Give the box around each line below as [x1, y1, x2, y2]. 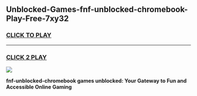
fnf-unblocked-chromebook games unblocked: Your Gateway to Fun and [6, 77, 187, 84]
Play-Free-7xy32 [6, 14, 69, 24]
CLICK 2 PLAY [6, 53, 47, 61]
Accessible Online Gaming [6, 83, 72, 90]
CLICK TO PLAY [6, 31, 52, 40]
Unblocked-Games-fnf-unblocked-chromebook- [6, 5, 188, 15]
